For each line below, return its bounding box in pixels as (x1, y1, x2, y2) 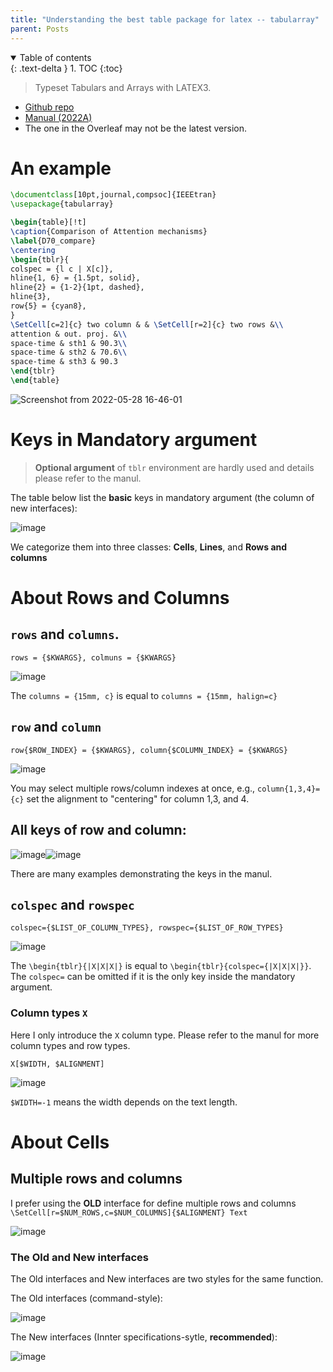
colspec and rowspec (10, 896, 135, 913)
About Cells (10, 1131, 110, 1153)
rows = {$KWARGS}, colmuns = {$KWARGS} (10, 652, 177, 663)
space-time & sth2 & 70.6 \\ (10, 347, 128, 358)
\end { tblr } (10, 366, 56, 376)
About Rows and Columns (10, 587, 230, 610)
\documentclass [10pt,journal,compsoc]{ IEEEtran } (10, 190, 217, 200)
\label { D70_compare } (10, 236, 97, 246)
